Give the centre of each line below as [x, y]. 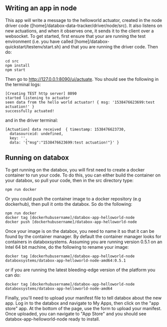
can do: [13, 275]
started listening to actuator [38, 98]
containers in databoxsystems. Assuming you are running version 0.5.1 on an [84, 242]
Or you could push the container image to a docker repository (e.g [73, 198]
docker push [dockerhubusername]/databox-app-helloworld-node [71, 222]
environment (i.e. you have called [39, 41]
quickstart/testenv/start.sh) [33, 46]
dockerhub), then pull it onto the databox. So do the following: [69, 204]
